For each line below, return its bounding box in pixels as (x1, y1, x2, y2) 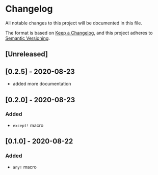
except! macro (12, 122, 44, 128)
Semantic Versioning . (5, 35, 50, 41)
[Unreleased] (5, 50, 48, 59)
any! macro (12, 164, 37, 170)
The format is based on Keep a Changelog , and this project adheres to (5, 30, 153, 36)
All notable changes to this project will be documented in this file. (5, 20, 143, 26)
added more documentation (12, 81, 71, 87)
